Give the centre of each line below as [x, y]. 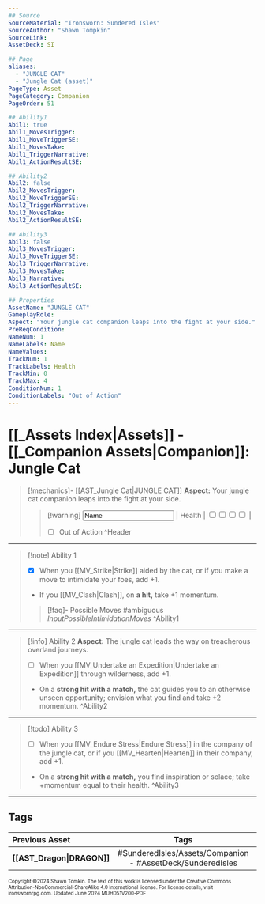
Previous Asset [41, 839]
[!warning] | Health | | [149, 515]
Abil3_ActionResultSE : [45, 286]
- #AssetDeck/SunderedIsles [183, 863]
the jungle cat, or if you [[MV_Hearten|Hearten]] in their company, [146, 753]
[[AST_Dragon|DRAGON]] [61, 857]
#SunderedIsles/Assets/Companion [183, 853]
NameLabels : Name [37, 344]
